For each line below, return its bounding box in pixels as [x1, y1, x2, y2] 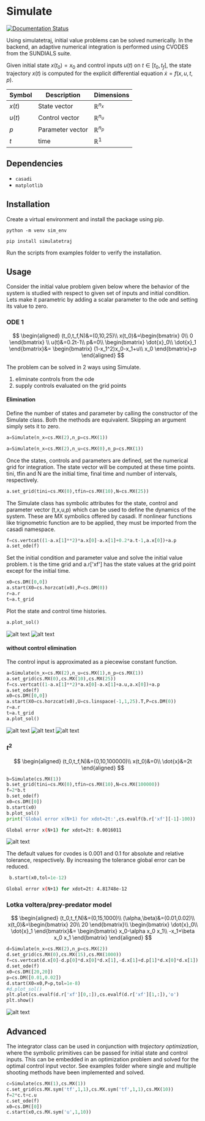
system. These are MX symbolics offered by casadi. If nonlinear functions [6, 512, 193, 520]
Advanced [6, 1026, 47, 1037]
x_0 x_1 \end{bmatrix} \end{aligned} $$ [53, 934, 152, 942]
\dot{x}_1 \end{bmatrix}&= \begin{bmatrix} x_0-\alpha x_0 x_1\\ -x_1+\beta [10, 927, 195, 935]
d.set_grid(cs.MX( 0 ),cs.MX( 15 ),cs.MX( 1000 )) [6, 951, 122, 958]
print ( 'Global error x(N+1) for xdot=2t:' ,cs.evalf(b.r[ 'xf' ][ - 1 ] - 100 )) [6, 816, 196, 822]
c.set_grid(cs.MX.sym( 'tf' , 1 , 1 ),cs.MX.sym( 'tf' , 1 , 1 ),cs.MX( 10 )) [6, 1086, 174, 1092]
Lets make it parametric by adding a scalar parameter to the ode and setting [6, 296, 198, 304]
